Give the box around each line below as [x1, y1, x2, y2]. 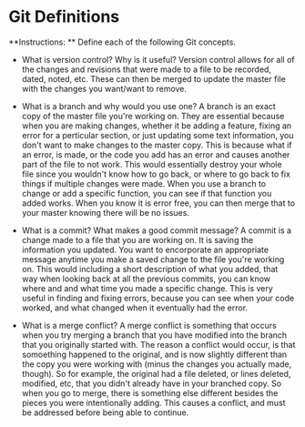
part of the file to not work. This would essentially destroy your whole [21, 158, 283, 169]
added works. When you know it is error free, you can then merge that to [21, 198, 296, 208]
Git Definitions [8, 6, 120, 27]
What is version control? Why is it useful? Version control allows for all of [21, 54, 295, 65]
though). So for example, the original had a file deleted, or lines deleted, [21, 368, 291, 379]
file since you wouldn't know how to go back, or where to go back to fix [21, 168, 290, 179]
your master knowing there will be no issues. [21, 207, 190, 218]
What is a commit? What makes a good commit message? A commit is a [21, 225, 292, 236]
